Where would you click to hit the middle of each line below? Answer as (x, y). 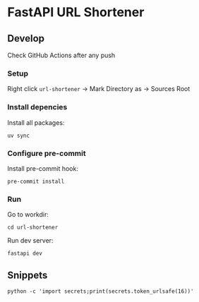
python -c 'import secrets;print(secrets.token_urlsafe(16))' (101, 291)
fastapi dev (25, 254)
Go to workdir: (28, 215)
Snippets (28, 275)
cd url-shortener (33, 228)
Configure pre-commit (47, 153)
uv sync (19, 135)
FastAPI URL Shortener (76, 12)
